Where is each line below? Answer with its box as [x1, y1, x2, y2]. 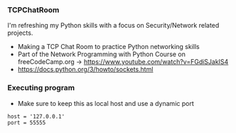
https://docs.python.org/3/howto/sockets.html [17, 65, 154, 74]
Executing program [7, 83, 75, 93]
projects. [7, 28, 33, 37]
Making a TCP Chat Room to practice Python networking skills [17, 43, 200, 51]
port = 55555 [7, 119, 46, 126]
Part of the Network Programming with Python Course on [17, 50, 186, 58]
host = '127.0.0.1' [7, 112, 65, 120]
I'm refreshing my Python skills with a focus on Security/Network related [7, 21, 220, 30]
